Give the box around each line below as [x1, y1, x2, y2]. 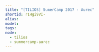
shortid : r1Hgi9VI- [5, 12, 46, 17]
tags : [5, 26, 16, 31]
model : [5, 21, 19, 26]
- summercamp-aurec [9, 40, 50, 45]
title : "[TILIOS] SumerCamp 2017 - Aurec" [5, 7, 95, 12]
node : [5, 30, 16, 35]
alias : [5, 16, 19, 21]
